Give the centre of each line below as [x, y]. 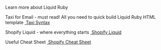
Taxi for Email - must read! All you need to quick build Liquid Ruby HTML [80, 17]
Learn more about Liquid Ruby [37, 7]
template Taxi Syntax [28, 22]
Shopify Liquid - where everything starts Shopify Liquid [64, 32]
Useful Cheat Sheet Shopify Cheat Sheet [48, 42]
